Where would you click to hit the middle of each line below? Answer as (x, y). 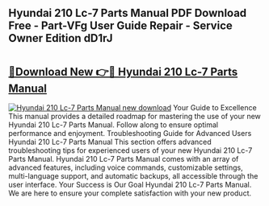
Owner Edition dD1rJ (61, 38)
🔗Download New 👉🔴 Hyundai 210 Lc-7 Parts (123, 72)
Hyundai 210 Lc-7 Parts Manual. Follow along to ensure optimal (113, 125)
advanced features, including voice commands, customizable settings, (126, 167)
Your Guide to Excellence (215, 107)
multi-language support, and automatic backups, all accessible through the (133, 176)
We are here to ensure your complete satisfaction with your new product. (130, 193)
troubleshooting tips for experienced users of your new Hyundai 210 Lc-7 (130, 150)
